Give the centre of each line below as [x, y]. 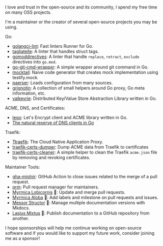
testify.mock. [25, 77]
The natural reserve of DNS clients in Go [53, 123]
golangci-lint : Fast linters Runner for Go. [53, 46]
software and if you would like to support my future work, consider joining [80, 233]
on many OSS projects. [28, 12]
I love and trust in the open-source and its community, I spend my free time [81, 7]
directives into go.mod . [34, 62]
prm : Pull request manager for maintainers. [55, 187]
